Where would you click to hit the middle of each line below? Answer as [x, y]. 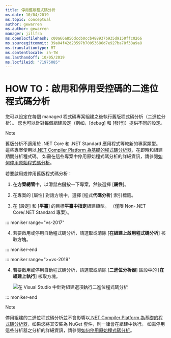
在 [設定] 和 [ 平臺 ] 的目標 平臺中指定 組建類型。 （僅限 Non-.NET [79, 206]
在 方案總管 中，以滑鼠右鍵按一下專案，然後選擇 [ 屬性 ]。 [70, 184]
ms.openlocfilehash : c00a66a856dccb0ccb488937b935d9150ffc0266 [74, 39]
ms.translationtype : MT [31, 48]
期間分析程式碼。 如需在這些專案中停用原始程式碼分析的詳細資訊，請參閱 [82, 156]
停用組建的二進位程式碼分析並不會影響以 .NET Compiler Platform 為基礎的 [82, 318]
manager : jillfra [24, 34]
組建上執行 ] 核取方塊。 [36, 276]
